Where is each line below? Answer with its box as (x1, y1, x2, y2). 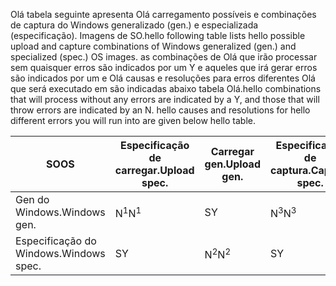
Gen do (15, 193, 50, 206)
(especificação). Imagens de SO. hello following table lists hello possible (10, 30, 306, 41)
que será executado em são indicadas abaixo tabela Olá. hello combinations (10, 83, 322, 94)
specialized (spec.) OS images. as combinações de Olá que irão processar (10, 51, 318, 63)
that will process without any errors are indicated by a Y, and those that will (10, 94, 320, 105)
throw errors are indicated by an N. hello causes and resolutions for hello (10, 104, 311, 116)
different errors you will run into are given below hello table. (10, 115, 256, 126)
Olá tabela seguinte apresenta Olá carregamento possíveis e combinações (10, 9, 317, 20)
